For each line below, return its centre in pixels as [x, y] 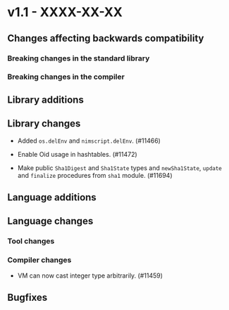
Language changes [50, 221]
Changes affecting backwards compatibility [106, 38]
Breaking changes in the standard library [79, 58]
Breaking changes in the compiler [66, 77]
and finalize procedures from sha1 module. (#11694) [95, 175]
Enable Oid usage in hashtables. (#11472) [77, 154]
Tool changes [31, 241]
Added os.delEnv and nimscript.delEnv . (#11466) [89, 141]
